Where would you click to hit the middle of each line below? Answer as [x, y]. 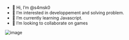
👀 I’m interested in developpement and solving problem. [68, 13]
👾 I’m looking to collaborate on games [50, 23]
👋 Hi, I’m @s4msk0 [31, 8]
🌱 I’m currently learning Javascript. [47, 18]
